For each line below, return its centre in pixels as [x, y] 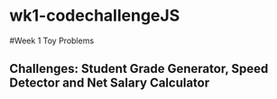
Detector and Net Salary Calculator [110, 83]
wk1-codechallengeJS [95, 16]
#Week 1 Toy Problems [52, 40]
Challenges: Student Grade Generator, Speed [139, 69]
